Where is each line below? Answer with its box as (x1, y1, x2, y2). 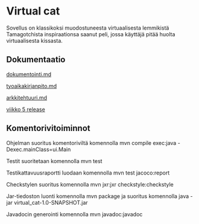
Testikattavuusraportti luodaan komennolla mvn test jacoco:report (6, 169, 170, 176)
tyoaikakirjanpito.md (6, 82, 57, 89)
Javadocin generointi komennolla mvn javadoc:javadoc (6, 210, 143, 218)
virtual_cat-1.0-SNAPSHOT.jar (14, 199, 89, 206)
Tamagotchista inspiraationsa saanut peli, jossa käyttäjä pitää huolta (6, 30, 175, 37)
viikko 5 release (6, 106, 45, 113)
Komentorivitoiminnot (6, 123, 90, 133)
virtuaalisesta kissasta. (6, 37, 63, 44)
